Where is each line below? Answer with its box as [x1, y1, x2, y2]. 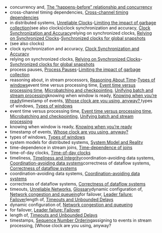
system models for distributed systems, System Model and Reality [9, 140, 143, 145]
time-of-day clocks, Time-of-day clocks [9, 150, 91, 156]
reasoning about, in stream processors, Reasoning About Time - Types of [9, 77, 156, 83]
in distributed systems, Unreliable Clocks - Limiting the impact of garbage [9, 20, 157, 25]
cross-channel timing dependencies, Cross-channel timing [9, 9, 129, 15]
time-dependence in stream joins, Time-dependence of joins [9, 144, 133, 150]
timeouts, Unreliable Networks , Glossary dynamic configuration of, [9, 186, 143, 192]
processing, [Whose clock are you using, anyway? [9, 223, 112, 228]
